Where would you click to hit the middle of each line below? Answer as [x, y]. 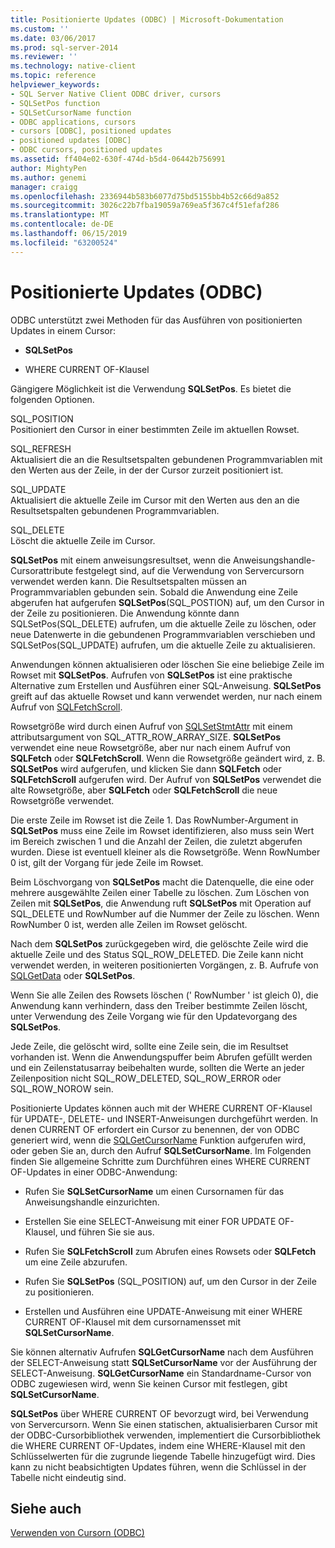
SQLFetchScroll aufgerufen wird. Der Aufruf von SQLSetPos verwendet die [166, 779]
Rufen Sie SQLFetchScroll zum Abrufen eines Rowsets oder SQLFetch [170, 1251]
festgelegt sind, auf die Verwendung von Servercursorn [190, 570]
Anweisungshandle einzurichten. [92, 1202]
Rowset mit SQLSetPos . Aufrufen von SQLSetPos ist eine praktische [151, 675]
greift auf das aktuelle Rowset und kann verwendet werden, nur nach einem [166, 696]
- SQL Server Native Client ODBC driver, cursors [116, 94]
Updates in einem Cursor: [63, 330]
